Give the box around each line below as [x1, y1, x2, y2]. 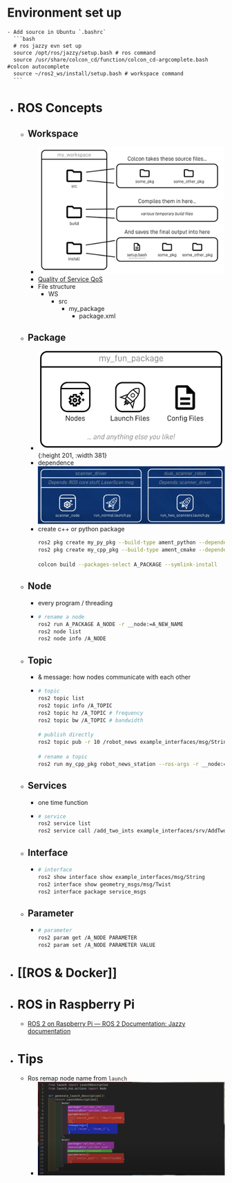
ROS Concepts [17, 100, 103, 116]
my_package [68, 304, 105, 312]
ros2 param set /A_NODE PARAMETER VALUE [37, 942, 156, 949]
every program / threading [37, 598, 113, 607]
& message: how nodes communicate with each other [37, 673, 191, 682]
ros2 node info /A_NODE [37, 635, 106, 642]
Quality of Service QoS [37, 275, 104, 283]
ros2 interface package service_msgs [37, 888, 146, 895]
